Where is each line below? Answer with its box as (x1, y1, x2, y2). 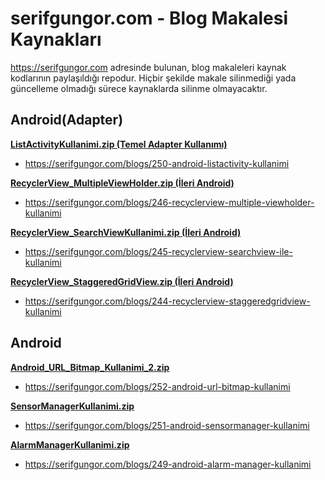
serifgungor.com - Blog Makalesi (10, 7, 288, 30)
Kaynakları (10, 28, 102, 51)
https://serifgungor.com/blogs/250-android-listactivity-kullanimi (24, 157, 290, 169)
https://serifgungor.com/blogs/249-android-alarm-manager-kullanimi (24, 458, 312, 470)
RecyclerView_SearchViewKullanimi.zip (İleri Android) (10, 226, 242, 238)
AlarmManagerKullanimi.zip (10, 438, 130, 451)
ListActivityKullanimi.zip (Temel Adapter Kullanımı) (10, 138, 228, 150)
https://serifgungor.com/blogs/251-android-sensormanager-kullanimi (24, 419, 310, 431)
